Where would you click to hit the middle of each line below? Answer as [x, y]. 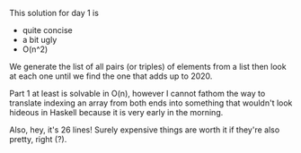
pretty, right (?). [38, 139]
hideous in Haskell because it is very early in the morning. [116, 112]
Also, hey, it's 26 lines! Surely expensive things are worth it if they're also [145, 130]
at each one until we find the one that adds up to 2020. [111, 76]
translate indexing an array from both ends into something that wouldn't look [151, 103]
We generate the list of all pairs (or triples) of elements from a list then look [148, 67]
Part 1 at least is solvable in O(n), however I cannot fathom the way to [137, 93]
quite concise [48, 30]
